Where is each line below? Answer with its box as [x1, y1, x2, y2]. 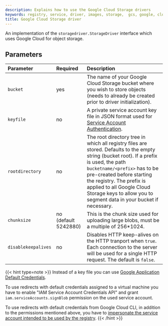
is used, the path [86, 159, 126, 166]
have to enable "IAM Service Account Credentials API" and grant [5, 289, 138, 295]
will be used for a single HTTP [86, 250, 157, 257]
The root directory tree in [86, 134, 146, 141]
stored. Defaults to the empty [86, 146, 155, 153]
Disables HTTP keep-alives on [86, 231, 159, 238]
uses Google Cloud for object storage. [5, 36, 84, 42]
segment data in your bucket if [86, 196, 158, 203]
